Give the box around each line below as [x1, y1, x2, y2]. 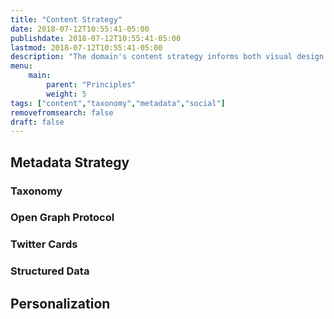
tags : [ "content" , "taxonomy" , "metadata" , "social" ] [10, 98, 226, 108]
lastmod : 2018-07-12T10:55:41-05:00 [10, 42, 163, 53]
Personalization [10, 295, 111, 312]
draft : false [10, 117, 65, 127]
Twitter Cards [10, 237, 78, 251]
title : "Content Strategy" [10, 14, 123, 25]
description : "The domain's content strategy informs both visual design [10, 52, 325, 62]
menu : [10, 61, 33, 71]
